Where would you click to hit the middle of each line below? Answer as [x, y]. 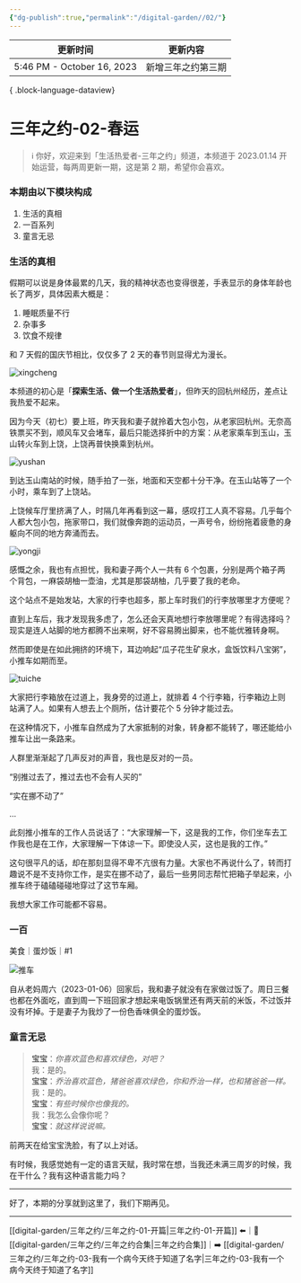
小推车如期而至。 [41, 660]
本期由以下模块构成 [51, 192]
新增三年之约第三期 [186, 66]
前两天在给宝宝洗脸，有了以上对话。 [76, 1145]
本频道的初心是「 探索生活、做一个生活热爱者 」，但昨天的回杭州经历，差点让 [149, 391]
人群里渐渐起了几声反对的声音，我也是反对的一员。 [103, 758]
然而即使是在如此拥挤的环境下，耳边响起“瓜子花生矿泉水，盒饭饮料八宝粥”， [150, 650]
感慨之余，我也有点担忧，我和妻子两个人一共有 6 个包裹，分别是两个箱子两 [147, 570]
